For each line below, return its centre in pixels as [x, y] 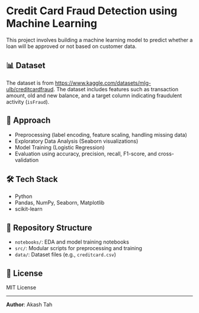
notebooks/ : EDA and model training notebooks [72, 242]
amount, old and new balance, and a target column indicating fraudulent [94, 95]
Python [23, 196]
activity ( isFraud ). [28, 101]
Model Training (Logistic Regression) [60, 147]
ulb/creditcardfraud [30, 89]
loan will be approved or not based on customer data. [71, 46]
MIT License [21, 288]
